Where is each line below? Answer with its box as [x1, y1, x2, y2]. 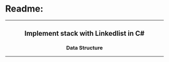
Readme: [5, 3, 44, 15]
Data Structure [66, 44, 103, 51]
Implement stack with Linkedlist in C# [24, 29, 145, 38]
